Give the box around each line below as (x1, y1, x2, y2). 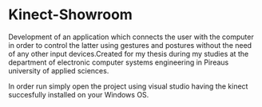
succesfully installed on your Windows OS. (8, 89, 149, 99)
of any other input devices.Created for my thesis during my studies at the (8, 49, 249, 58)
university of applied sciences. (8, 65, 109, 75)
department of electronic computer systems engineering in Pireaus (8, 57, 229, 67)
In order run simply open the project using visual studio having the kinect (8, 81, 248, 91)
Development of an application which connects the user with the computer (8, 32, 254, 42)
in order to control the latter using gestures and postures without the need (8, 40, 252, 50)
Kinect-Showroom (8, 6, 133, 24)
